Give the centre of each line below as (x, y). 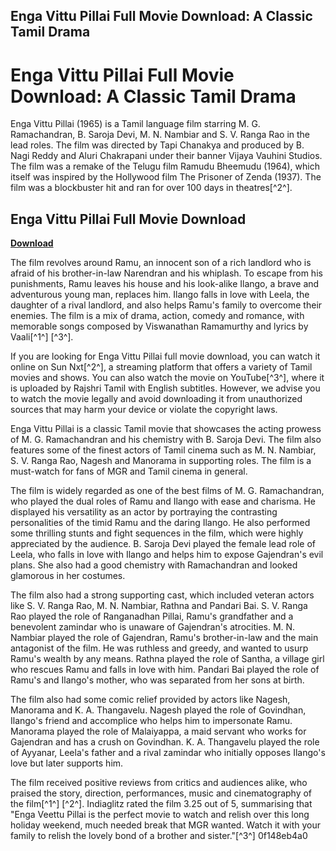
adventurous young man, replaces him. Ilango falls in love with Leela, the (160, 295)
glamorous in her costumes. (68, 576)
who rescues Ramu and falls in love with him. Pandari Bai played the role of (165, 670)
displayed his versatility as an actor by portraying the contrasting (144, 512)
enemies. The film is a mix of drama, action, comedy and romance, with (157, 316)
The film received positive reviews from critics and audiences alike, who (159, 783)
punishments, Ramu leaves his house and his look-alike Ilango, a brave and (165, 284)
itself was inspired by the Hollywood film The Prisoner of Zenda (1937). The (166, 177)
